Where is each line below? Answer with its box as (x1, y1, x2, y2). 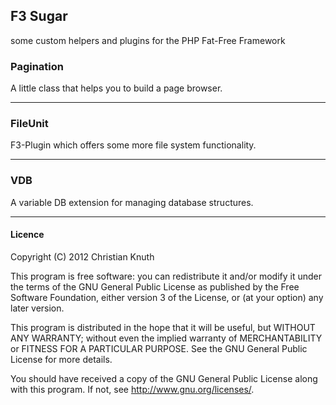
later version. (10, 302, 65, 314)
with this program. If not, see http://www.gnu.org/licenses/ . (10, 383, 255, 395)
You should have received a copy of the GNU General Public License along (10, 372, 318, 384)
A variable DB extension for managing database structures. (10, 196, 254, 208)
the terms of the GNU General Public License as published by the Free (10, 280, 300, 293)
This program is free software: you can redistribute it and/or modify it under (10, 270, 322, 282)
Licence (10, 229, 45, 241)
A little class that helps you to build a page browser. (10, 82, 223, 94)
